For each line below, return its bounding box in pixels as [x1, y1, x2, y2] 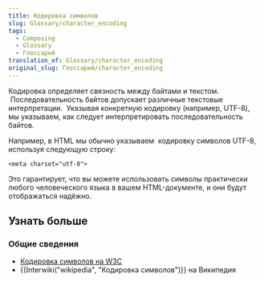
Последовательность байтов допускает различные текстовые [10, 94, 223, 104]
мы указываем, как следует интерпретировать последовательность [8, 112, 243, 121]
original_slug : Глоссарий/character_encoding [8, 64, 163, 72]
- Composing [15, 34, 56, 43]
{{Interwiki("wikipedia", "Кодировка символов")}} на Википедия [19, 265, 237, 275]
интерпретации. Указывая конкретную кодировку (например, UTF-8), [8, 103, 250, 112]
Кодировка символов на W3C [19, 256, 123, 266]
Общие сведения [8, 239, 79, 250]
